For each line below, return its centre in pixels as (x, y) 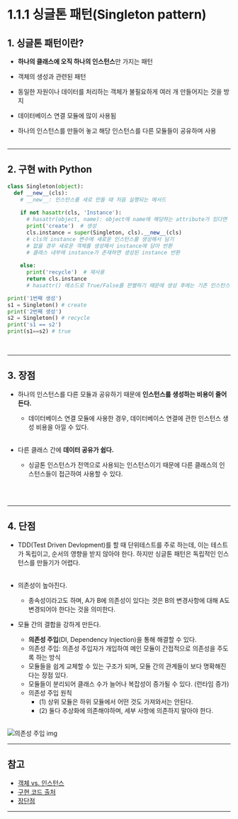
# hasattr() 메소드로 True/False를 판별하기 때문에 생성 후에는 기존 (117, 285)
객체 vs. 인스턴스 (41, 783)
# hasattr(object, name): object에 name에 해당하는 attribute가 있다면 (126, 220)
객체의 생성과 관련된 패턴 (52, 76)
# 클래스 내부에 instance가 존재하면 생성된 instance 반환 (103, 252)
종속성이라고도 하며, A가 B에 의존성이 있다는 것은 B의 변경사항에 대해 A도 (129, 600)
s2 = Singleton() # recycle (49, 318)
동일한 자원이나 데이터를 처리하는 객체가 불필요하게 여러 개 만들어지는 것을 (120, 92)
